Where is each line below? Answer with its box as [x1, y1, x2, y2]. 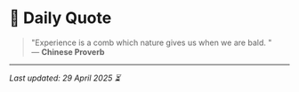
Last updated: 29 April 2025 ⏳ [9, 73, 121, 83]
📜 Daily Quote [9, 8, 112, 28]
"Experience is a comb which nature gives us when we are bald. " [30, 37, 272, 48]
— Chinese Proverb [30, 46, 105, 57]
